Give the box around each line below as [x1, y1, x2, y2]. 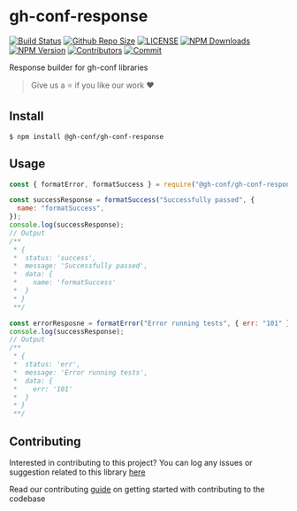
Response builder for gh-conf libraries [9, 62, 148, 73]
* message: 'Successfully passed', [12, 261, 148, 271]
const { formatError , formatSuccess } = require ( [9, 180, 196, 189]
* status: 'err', [12, 360, 81, 369]
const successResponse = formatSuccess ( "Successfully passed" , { [9, 196, 255, 205]
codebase [9, 493, 46, 504]
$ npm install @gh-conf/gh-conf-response [9, 132, 164, 141]
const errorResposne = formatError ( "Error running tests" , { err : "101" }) [9, 319, 294, 328]
